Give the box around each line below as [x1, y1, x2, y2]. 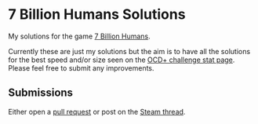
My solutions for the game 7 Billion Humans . [8, 31, 151, 41]
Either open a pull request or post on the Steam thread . [8, 107, 186, 116]
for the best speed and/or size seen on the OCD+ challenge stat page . [8, 55, 235, 64]
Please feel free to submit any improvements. [8, 63, 154, 72]
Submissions [8, 86, 73, 100]
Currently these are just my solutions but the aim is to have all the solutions [8, 46, 251, 56]
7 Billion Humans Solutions [8, 5, 186, 24]
